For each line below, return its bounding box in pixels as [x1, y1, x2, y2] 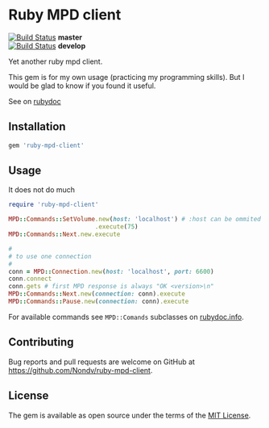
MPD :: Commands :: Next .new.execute [8, 230, 121, 239]
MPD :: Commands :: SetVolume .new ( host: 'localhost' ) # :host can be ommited [8, 216, 262, 224]
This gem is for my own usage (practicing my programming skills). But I [8, 72, 245, 82]
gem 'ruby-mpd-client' [8, 141, 85, 149]
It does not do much [8, 185, 75, 195]
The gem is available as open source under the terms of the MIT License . [8, 410, 251, 420]
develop [57, 40, 86, 50]
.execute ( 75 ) [94, 223, 139, 231]
